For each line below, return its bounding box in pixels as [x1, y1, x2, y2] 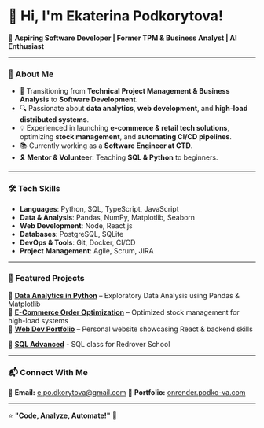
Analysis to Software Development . [19, 94, 138, 105]
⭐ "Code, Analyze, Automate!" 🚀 [8, 411, 118, 420]
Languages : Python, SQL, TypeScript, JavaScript [19, 204, 179, 213]
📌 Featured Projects [8, 273, 85, 284]
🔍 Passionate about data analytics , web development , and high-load [19, 104, 248, 113]
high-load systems [8, 315, 69, 325]
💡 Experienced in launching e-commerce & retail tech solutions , [19, 124, 230, 133]
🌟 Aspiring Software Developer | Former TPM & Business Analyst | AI [8, 33, 237, 42]
